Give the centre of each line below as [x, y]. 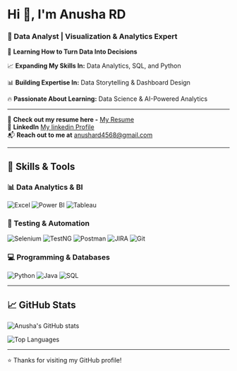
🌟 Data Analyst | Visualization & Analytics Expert [92, 37]
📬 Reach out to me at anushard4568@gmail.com [80, 135]
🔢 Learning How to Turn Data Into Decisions [72, 51]
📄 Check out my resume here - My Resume [71, 120]
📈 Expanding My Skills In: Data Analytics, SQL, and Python [94, 66]
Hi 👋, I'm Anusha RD [67, 14]
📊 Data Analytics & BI [45, 187]
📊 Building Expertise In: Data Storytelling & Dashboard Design [99, 83]
